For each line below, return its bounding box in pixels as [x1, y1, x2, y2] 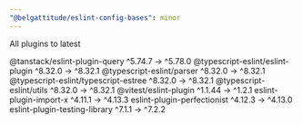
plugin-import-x [9, 94, 69, 105]
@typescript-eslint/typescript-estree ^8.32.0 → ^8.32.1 [9, 74, 214, 86]
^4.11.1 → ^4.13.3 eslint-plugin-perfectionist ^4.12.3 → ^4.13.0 [70, 94, 293, 105]
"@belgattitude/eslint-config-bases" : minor [9, 13, 181, 23]
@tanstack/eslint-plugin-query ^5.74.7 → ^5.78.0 [9, 55, 192, 66]
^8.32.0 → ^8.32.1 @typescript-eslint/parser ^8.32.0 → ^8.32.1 [35, 65, 266, 76]
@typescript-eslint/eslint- [193, 55, 289, 66]
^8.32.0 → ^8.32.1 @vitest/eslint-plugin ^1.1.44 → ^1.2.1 [49, 84, 253, 95]
